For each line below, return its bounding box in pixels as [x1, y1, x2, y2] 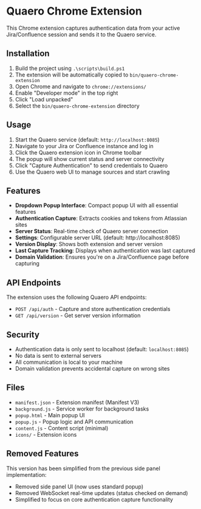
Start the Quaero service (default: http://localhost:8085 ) [15, 135, 160, 143]
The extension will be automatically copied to [15, 71, 129, 78]
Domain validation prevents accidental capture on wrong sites [15, 365, 170, 372]
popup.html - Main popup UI [15, 411, 85, 418]
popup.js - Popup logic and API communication [15, 418, 134, 425]
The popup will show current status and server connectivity [15, 155, 165, 162]
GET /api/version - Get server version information [15, 312, 141, 319]
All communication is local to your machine [15, 358, 123, 366]
